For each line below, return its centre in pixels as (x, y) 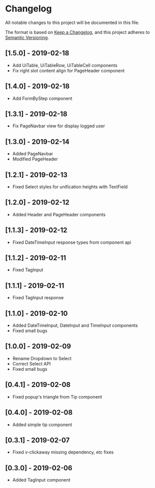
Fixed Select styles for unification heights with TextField (70, 187)
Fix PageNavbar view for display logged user (58, 126)
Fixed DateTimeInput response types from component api (72, 242)
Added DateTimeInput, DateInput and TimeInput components (75, 326)
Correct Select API (31, 364)
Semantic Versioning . (27, 37)
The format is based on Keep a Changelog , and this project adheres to (77, 32)
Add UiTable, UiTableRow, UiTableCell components (65, 65)
